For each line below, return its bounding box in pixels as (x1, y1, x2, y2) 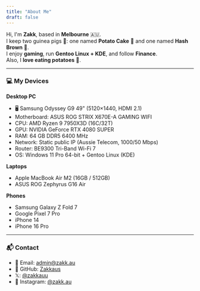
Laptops (6, 162, 27, 170)
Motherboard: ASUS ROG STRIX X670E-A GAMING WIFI (14, 113, 152, 120)
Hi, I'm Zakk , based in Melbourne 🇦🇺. (6, 30, 101, 37)
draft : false (6, 14, 39, 20)
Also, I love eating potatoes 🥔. (6, 56, 82, 63)
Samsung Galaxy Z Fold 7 (14, 204, 78, 211)
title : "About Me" (6, 8, 52, 15)
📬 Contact (6, 243, 39, 252)
